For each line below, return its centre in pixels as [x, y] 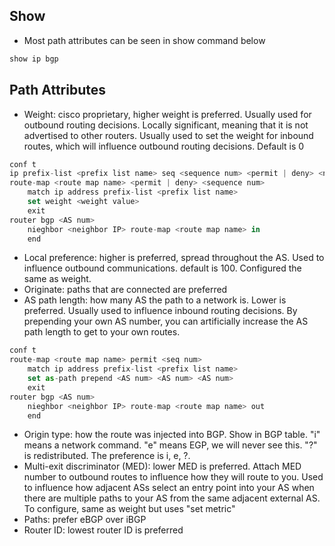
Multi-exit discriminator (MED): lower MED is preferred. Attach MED [162, 466]
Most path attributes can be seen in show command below [144, 40]
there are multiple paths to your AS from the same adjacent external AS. [172, 498]
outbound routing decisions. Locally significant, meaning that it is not [166, 125]
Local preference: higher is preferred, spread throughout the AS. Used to [174, 258]
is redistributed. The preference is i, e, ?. [107, 456]
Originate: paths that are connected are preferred [125, 290]
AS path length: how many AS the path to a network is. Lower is [155, 300]
